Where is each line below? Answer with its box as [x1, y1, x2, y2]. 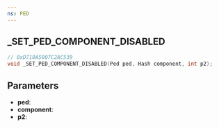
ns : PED [7, 10, 30, 17]
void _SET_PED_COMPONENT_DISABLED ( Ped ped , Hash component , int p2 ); [7, 60, 213, 68]
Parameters [7, 80, 59, 91]
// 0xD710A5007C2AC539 [7, 54, 73, 61]
